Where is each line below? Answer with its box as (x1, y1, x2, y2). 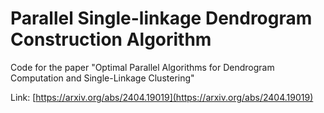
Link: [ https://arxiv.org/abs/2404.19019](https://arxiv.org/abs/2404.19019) (10, 91, 314, 103)
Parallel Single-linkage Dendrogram (10, 7, 313, 30)
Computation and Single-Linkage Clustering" (10, 72, 195, 84)
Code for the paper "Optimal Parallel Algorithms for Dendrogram (10, 61, 275, 73)
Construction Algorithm (10, 28, 212, 51)
